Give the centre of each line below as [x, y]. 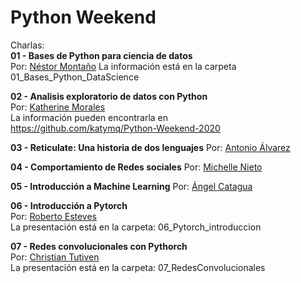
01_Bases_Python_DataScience [75, 77]
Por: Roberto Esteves [53, 216]
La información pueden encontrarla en [89, 117]
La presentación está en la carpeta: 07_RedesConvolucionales [138, 267]
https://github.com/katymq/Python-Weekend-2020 [115, 128]
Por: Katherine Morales [58, 107]
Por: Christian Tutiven [55, 257]
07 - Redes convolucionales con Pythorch [99, 246]
